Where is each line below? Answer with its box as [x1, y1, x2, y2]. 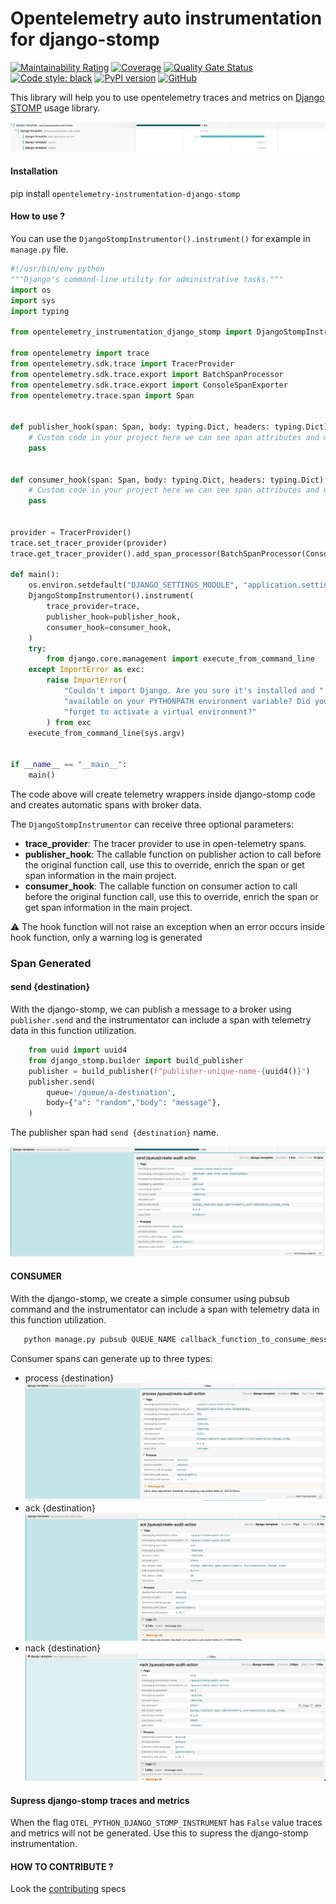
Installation [10, 165, 58, 177]
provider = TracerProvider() [10, 527, 132, 537]
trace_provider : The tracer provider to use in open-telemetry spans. [24, 837, 307, 849]
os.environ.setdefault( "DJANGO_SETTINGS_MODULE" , [28, 580, 240, 591]
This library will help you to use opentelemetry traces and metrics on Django [10, 91, 325, 103]
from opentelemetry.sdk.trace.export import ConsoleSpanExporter [10, 380, 288, 390]
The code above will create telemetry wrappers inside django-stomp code [10, 788, 316, 800]
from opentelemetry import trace [10, 348, 150, 359]
